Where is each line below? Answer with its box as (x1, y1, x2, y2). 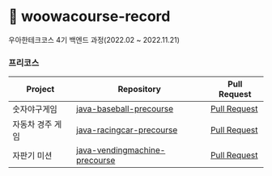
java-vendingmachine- (76, 145, 166, 156)
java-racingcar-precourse (76, 124, 178, 136)
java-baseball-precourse (76, 103, 174, 115)
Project (26, 84, 55, 95)
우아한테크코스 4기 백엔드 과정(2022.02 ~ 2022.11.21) (8, 35, 181, 44)
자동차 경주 (12, 119, 53, 130)
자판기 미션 (12, 150, 53, 161)
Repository (117, 84, 162, 95)
